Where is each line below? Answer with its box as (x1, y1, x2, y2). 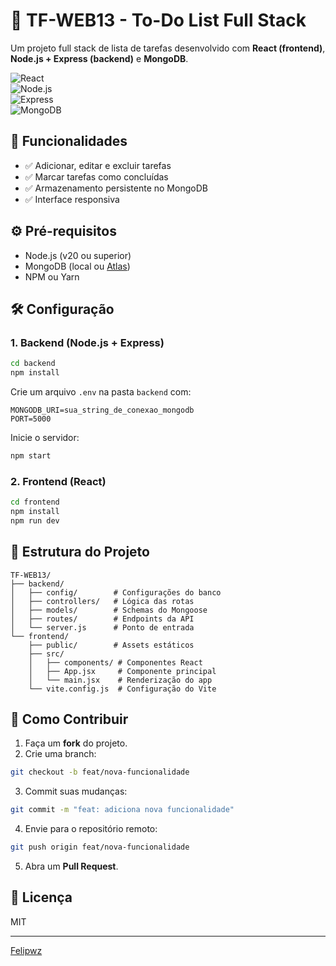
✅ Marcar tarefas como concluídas (24, 170, 169, 183)
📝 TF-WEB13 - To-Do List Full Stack (10, 9, 307, 32)
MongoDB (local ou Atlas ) (24, 260, 131, 272)
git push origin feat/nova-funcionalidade (10, 842, 190, 853)
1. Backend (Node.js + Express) (10, 335, 165, 349)
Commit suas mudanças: (24, 785, 128, 798)
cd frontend (10, 497, 60, 508)
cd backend (10, 359, 56, 369)
